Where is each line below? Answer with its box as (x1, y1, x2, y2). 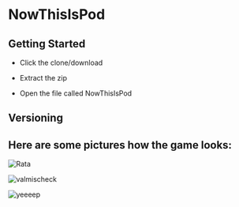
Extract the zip (19, 73, 68, 82)
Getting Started (8, 37, 86, 51)
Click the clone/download (19, 58, 103, 67)
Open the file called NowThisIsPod (19, 88, 133, 98)
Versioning (8, 111, 63, 125)
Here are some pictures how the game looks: (8, 138, 233, 152)
